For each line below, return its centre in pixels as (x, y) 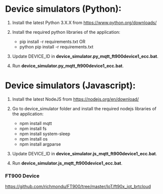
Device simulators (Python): (63, 9)
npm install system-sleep (45, 134)
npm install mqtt (36, 123)
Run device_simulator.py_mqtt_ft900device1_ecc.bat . (68, 66)
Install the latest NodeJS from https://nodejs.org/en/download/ (75, 99)
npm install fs (33, 128)
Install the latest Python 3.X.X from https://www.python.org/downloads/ (84, 23)
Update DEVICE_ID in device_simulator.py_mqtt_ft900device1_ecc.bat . (85, 56)
